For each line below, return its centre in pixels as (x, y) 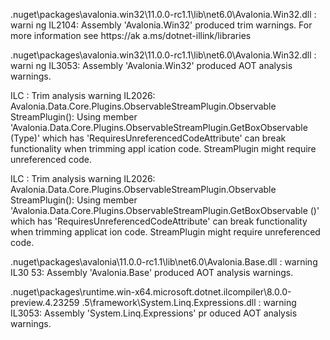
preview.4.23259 (45, 302)
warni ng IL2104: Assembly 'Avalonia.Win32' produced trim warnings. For (161, 25)
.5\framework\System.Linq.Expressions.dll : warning (189, 302)
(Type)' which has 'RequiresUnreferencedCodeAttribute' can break (148, 138)
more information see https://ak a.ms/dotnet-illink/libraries (131, 35)
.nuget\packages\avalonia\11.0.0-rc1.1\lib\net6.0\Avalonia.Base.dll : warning (164, 262)
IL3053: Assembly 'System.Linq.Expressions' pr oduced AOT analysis (154, 313)
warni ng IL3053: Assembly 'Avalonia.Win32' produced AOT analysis (151, 65)
